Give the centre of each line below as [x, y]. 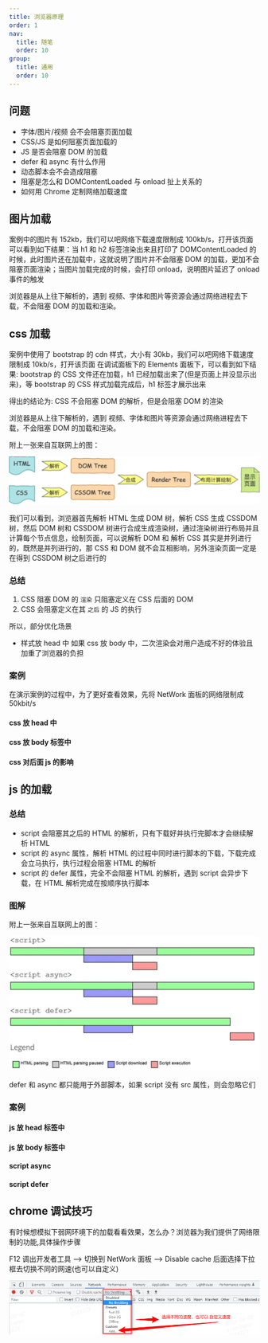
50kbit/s [23, 703]
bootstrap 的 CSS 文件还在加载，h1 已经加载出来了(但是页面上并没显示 [134, 374]
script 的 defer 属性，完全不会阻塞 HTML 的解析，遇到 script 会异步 [131, 873]
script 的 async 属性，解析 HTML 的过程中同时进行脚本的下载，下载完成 [138, 853]
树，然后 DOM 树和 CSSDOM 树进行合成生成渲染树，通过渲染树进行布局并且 [134, 528]
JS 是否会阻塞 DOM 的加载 [64, 151]
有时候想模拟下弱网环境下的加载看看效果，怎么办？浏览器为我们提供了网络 [131, 1231]
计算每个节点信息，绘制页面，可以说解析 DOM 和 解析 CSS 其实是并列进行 [130, 538]
